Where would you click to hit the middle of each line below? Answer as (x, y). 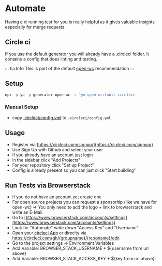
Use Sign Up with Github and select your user (57, 149)
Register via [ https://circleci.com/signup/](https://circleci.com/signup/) (82, 144)
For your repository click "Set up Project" (53, 165)
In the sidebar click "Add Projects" (46, 160)
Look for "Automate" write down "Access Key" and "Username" (75, 228)
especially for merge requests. (36, 27)
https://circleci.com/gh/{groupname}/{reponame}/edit (66, 238)
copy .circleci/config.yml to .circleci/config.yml (61, 118)
